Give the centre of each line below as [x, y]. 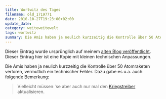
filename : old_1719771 [28, 14]
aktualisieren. [31, 92]
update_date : [19, 24]
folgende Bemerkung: [27, 77]
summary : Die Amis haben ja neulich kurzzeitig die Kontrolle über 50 [79, 38]
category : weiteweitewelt [32, 28]
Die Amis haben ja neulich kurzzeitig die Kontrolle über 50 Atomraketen [78, 66]
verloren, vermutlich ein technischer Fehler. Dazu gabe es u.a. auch [74, 71]
